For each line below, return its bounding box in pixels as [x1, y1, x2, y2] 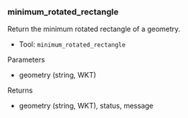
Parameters [7, 55, 45, 65]
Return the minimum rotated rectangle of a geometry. [7, 25, 181, 34]
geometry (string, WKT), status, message [18, 101, 154, 111]
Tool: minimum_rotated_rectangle [18, 40, 126, 49]
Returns [7, 86, 33, 95]
